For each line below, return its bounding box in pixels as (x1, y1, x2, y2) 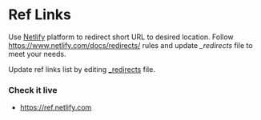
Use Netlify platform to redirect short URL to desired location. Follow (8, 32, 234, 42)
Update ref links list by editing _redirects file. (8, 64, 156, 74)
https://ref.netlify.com (19, 102, 92, 113)
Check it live (8, 84, 58, 95)
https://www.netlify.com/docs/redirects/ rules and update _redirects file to (8, 40, 254, 50)
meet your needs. (8, 49, 66, 58)
